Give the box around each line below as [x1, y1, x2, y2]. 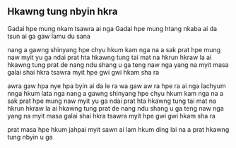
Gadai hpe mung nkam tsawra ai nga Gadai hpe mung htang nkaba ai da [7, 24, 218, 32]
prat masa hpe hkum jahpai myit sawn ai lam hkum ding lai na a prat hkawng [7, 125, 230, 133]
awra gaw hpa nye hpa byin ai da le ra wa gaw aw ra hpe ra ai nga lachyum [7, 81, 226, 90]
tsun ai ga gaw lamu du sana [7, 32, 90, 40]
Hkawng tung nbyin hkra [7, 6, 118, 18]
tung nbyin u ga [7, 132, 53, 141]
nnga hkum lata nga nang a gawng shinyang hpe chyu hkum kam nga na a [7, 89, 224, 97]
